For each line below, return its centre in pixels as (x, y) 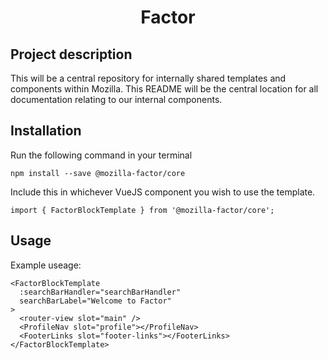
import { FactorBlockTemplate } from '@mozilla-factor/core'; (142, 210)
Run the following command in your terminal (101, 155)
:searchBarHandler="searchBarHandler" (100, 292)
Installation (46, 131)
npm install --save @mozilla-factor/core (98, 173)
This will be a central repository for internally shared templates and (148, 78)
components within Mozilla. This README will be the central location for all (164, 89)
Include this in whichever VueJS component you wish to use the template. (163, 192)
